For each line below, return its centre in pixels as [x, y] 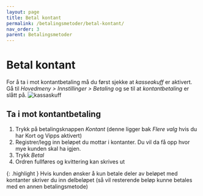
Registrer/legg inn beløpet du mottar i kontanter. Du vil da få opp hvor [102, 142]
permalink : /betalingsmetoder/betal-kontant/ [65, 23]
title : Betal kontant [34, 18]
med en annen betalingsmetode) [47, 186]
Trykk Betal [30, 155]
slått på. [17, 95]
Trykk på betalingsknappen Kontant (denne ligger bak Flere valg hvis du [106, 129]
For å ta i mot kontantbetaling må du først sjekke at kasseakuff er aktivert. [99, 82]
